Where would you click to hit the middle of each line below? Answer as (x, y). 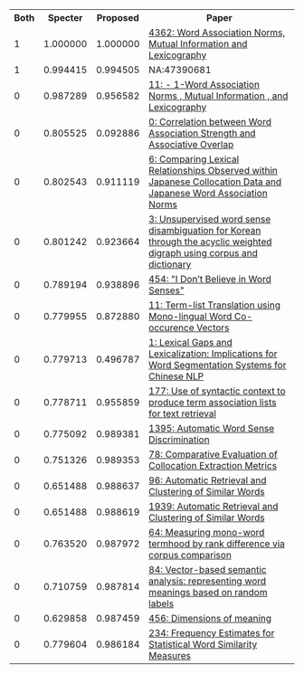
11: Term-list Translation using (214, 305)
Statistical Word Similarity (203, 644)
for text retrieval (183, 413)
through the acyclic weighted (210, 242)
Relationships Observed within (214, 171)
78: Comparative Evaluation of (213, 454)
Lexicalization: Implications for (213, 354)
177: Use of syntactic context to (217, 391)
